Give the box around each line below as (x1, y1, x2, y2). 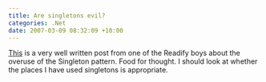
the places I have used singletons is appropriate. (8, 65, 168, 75)
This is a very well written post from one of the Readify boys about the (8, 49, 240, 58)
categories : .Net (8, 19, 66, 27)
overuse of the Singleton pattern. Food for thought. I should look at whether (8, 57, 258, 66)
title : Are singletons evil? (8, 11, 106, 20)
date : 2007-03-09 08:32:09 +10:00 (8, 26, 124, 34)
